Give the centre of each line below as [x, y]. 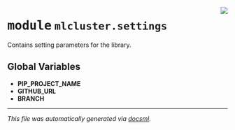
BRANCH [31, 99]
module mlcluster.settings [87, 26]
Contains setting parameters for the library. [69, 45]
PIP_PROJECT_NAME [49, 83]
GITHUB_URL [37, 91]
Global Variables [44, 67]
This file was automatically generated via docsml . [79, 118]
